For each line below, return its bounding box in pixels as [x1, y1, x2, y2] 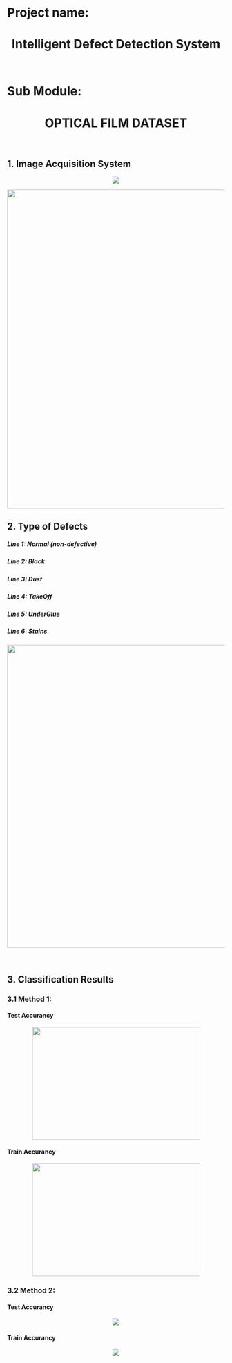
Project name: [7, 5, 89, 21]
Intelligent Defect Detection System [11, 37, 221, 52]
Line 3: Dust [7, 574, 43, 583]
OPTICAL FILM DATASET [44, 115, 188, 130]
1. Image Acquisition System [7, 157, 132, 170]
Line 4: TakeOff [7, 592, 53, 601]
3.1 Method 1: [7, 994, 52, 1004]
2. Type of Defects [7, 521, 88, 532]
